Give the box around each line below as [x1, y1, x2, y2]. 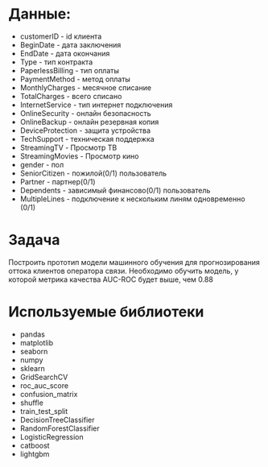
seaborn [19, 346, 48, 356]
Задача [8, 231, 60, 250]
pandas [19, 329, 46, 339]
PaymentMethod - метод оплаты [19, 74, 131, 84]
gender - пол [19, 159, 64, 169]
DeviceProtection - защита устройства [19, 126, 151, 135]
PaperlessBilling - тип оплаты [19, 65, 119, 75]
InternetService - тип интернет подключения [19, 100, 173, 110]
